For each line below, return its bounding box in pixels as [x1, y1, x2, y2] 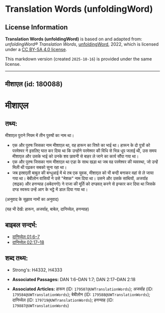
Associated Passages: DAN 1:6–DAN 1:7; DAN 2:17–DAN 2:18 [12, 277, 136, 283]
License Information [5, 23, 68, 31]
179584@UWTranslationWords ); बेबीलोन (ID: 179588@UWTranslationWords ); [12, 291, 151, 298]
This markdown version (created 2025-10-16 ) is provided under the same [5, 56, 152, 62]
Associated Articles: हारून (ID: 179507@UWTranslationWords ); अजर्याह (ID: [12, 286, 154, 292]
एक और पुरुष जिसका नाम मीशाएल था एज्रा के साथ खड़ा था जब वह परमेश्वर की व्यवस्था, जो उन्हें [12, 159, 158, 165]
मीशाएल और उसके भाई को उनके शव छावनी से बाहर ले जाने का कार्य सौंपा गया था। [12, 153, 139, 159]
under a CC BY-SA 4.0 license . [5, 47, 67, 52]
